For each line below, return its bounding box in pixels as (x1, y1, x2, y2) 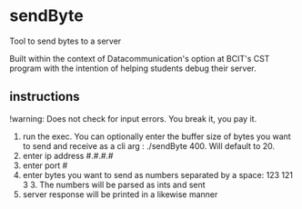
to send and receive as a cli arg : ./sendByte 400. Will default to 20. (22, 140, 276, 151)
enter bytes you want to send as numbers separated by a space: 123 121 (22, 169, 294, 180)
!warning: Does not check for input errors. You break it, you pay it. (9, 113, 257, 124)
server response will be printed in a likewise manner (22, 188, 218, 200)
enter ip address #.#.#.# (22, 150, 114, 161)
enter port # (22, 160, 68, 171)
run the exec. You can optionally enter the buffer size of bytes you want (22, 131, 291, 142)
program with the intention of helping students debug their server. (9, 63, 257, 74)
